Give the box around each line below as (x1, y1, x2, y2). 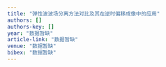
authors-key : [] (7, 23, 54, 30)
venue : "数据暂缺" (7, 43, 57, 50)
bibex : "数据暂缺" (7, 50, 57, 57)
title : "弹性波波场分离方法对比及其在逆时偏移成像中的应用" (7, 10, 160, 17)
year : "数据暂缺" (7, 29, 54, 37)
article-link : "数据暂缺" (7, 36, 79, 43)
